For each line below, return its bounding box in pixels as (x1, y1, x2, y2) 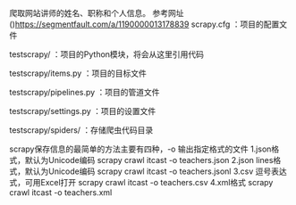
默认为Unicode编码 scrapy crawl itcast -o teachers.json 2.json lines (24, 155, 274, 165)
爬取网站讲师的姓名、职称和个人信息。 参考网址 (9, 8, 184, 18)
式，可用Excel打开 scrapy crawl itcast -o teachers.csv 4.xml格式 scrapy (9, 177, 274, 187)
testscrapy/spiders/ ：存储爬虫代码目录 (9, 125, 154, 135)
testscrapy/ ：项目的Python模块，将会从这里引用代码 (9, 49, 204, 60)
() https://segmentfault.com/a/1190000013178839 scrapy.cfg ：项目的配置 (9, 19, 280, 29)
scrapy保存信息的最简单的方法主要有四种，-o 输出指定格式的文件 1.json (9, 143, 272, 154)
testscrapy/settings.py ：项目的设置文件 (9, 106, 156, 116)
